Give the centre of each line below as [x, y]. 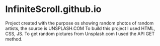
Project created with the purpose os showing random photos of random [79, 23]
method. [14, 39]
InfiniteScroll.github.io [53, 9]
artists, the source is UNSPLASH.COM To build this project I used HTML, [80, 28]
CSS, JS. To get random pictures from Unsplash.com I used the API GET [80, 33]
